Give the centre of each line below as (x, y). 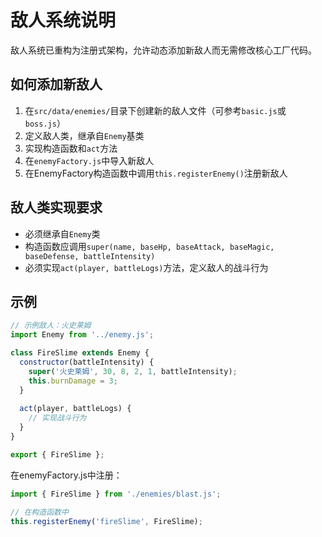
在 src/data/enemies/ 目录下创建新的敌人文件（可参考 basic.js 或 (155, 110)
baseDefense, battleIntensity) (90, 256)
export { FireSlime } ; (57, 454)
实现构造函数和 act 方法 (71, 148)
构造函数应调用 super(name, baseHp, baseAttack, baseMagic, (149, 246)
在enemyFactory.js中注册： (66, 475)
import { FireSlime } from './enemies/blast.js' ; (116, 494)
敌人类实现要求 (56, 207)
